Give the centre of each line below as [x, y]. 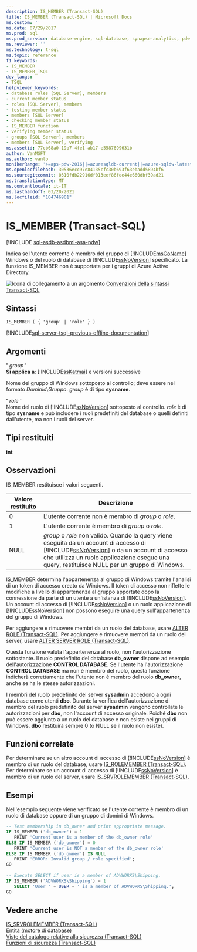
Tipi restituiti [30, 438]
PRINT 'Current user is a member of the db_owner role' [84, 837]
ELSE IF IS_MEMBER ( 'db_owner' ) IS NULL [56, 854]
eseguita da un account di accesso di [95, 542]
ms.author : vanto [27, 159]
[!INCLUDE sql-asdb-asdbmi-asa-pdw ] [53, 242]
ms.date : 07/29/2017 [31, 28]
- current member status [36, 99]
